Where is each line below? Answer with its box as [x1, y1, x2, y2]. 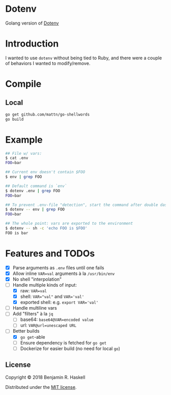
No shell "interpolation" [12, 276, 62, 282]
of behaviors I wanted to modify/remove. [5, 60, 91, 66]
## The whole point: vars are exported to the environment [5, 221, 133, 226]
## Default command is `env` [5, 183, 67, 189]
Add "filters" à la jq [12, 311, 53, 317]
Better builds [12, 328, 40, 334]
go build [5, 117, 24, 122]
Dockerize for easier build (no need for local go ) [20, 345, 121, 352]
